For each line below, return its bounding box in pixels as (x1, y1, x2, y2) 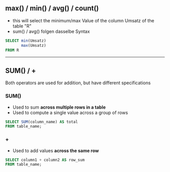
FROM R (5, 48, 19, 53)
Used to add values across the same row (12, 147, 99, 154)
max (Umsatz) (21, 43, 47, 48)
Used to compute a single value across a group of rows (12, 109, 128, 116)
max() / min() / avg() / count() (5, 4, 99, 13)
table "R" (12, 23, 32, 29)
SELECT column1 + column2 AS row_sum (5, 157, 85, 162)
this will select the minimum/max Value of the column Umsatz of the (12, 17, 154, 23)
